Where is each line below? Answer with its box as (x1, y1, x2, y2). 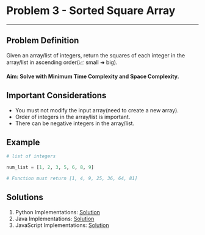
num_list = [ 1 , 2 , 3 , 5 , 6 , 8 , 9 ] (6, 164, 95, 171)
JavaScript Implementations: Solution (15, 221, 110, 229)
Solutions (6, 192, 44, 203)
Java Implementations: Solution (15, 215, 95, 222)
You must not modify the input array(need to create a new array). (15, 106, 179, 114)
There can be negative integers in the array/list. (15, 120, 135, 127)
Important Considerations (6, 90, 107, 101)
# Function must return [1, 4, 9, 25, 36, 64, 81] (6, 175, 138, 182)
